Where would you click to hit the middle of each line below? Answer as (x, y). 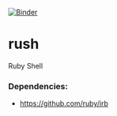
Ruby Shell (26, 65)
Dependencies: (38, 86)
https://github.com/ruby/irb (64, 103)
